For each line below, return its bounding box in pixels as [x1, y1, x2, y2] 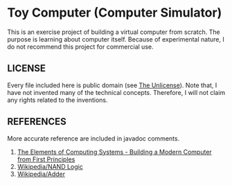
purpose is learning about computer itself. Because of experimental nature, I [7, 35, 225, 43]
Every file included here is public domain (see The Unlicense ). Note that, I [7, 81, 217, 89]
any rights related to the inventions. [7, 96, 109, 104]
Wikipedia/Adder [17, 170, 66, 178]
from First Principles [17, 155, 75, 164]
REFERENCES [7, 116, 67, 127]
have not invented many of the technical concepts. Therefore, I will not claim [7, 88, 226, 96]
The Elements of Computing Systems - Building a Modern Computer [17, 148, 213, 156]
